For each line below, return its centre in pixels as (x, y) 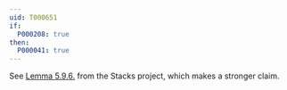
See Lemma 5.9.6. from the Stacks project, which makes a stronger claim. (144, 76)
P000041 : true (43, 51)
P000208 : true (43, 34)
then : (19, 42)
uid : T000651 (33, 17)
